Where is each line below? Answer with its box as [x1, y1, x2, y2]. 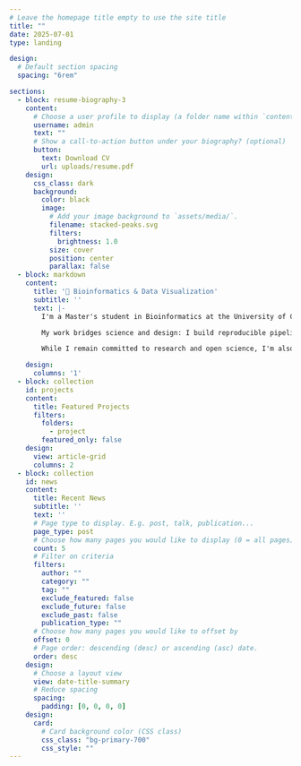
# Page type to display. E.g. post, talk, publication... [32, 519, 254, 528]
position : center [48, 254, 115, 263]
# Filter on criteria [32, 552, 115, 561]
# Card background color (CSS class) [41, 727, 182, 736]
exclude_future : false [41, 602, 126, 611]
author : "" [41, 569, 82, 578]
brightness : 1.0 [56, 237, 118, 246]
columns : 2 [32, 460, 74, 469]
